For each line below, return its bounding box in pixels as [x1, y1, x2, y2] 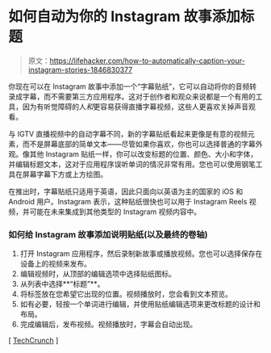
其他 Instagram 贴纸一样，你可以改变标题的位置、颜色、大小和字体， [29, 149, 258, 158]
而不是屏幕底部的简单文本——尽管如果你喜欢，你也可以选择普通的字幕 [22, 139, 256, 149]
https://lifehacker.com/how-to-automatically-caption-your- [49, 56, 246, 65]
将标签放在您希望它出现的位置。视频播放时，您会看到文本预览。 [19, 289, 232, 299]
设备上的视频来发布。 [19, 259, 91, 269]
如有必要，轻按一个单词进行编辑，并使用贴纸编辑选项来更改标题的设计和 [19, 300, 261, 309]
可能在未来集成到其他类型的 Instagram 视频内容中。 [29, 207, 202, 216]
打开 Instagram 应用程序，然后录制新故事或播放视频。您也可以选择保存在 [19, 249, 263, 258]
